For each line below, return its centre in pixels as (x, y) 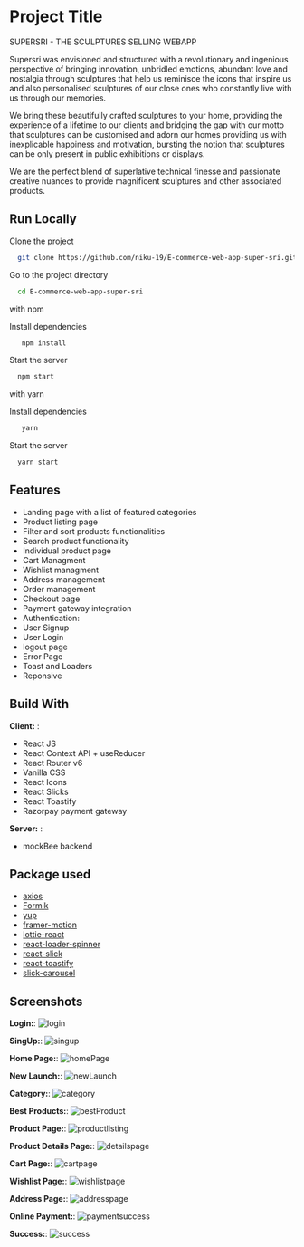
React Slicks (46, 791)
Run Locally (43, 219)
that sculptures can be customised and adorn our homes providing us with (148, 134)
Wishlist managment (61, 570)
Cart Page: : (31, 1164)
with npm (27, 309)
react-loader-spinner (62, 945)
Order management (59, 589)
